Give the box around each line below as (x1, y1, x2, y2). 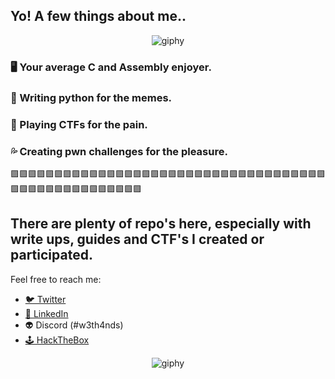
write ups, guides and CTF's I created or (10, 231, 265, 248)
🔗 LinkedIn (24, 307, 69, 319)
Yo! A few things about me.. (10, 8, 187, 25)
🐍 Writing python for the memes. (10, 90, 173, 104)
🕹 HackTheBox (24, 334, 90, 346)
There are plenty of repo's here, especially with (10, 215, 312, 233)
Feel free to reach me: (10, 273, 102, 285)
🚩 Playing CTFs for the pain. (10, 117, 148, 131)
